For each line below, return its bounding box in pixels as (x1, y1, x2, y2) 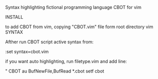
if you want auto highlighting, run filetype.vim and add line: (5, 58, 127, 64)
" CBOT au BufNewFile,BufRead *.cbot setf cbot (5, 68, 105, 74)
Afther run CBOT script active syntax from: (5, 39, 94, 45)
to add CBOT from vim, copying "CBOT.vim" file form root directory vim (5, 24, 153, 30)
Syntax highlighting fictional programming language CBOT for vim (5, 5, 142, 10)
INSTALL (5, 14, 24, 20)
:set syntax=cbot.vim (5, 49, 49, 54)
